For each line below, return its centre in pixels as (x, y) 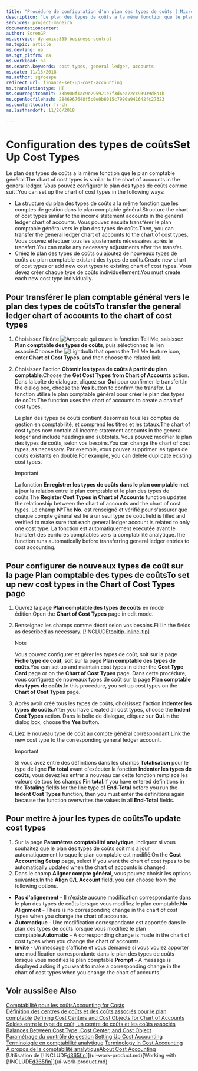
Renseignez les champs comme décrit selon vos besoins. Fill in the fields (103, 625)
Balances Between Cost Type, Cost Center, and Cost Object (79, 1030)
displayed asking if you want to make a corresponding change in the (98, 966)
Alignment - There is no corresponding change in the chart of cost (96, 910)
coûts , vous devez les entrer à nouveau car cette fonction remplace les (101, 775)
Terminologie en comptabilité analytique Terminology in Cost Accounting (95, 1043)
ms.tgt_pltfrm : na (29, 55)
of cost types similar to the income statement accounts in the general (99, 216)
